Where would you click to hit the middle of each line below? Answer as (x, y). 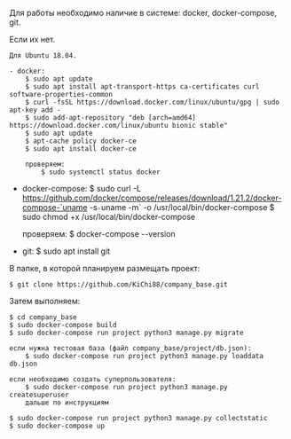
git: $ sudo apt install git (66, 251)
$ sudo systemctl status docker (101, 172)
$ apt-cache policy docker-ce (81, 141)
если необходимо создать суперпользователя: (93, 380)
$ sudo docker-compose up (57, 426)
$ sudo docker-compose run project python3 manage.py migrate (126, 333)
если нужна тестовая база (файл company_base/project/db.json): (130, 349)
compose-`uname (55, 207)
